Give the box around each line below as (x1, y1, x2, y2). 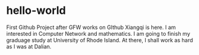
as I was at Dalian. (6, 43, 51, 50)
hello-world (6, 4, 67, 18)
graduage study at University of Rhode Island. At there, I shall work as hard (6, 36, 194, 44)
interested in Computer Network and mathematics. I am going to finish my (6, 30, 191, 37)
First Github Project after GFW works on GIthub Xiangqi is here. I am (6, 24, 177, 31)
